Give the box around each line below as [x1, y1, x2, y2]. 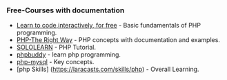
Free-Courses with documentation [6, 6, 125, 15]
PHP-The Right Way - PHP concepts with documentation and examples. [16, 36, 220, 44]
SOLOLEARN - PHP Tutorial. [16, 43, 97, 52]
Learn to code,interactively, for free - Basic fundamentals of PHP [16, 21, 201, 30]
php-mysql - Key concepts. [16, 58, 95, 66]
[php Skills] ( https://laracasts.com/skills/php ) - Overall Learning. [16, 65, 199, 74]
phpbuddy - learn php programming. [16, 50, 121, 59]
